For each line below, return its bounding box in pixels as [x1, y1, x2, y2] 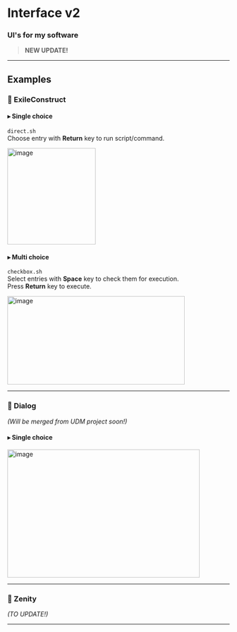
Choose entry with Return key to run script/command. [7, 134, 165, 142]
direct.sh [7, 128, 37, 135]
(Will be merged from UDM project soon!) [7, 417, 128, 426]
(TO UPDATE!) [7, 610, 49, 618]
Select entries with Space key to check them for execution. [7, 274, 179, 283]
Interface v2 [7, 5, 80, 21]
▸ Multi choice [7, 252, 49, 261]
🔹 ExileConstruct [7, 94, 66, 104]
